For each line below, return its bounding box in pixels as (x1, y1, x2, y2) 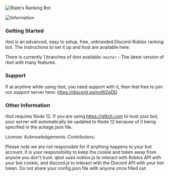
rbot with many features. (5, 59, 57, 65)
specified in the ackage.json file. (5, 124, 73, 130)
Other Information (5, 101, 50, 109)
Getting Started (5, 27, 44, 34)
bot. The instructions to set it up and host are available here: (5, 44, 130, 50)
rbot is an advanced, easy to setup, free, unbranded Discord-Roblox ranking (5, 39, 164, 45)
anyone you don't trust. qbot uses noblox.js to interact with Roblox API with (5, 154, 161, 160)
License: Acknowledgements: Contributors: (5, 133, 95, 139)
